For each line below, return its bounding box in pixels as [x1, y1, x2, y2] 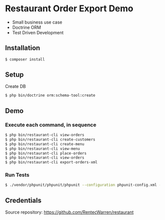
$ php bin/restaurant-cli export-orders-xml [5, 160, 98, 165]
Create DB [5, 83, 26, 89]
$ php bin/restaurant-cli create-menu [5, 141, 84, 146]
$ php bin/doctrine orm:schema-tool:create [5, 93, 96, 98]
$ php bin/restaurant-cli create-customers [5, 137, 96, 142]
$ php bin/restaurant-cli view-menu [5, 146, 80, 151]
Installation [5, 44, 40, 52]
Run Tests [5, 171, 29, 178]
